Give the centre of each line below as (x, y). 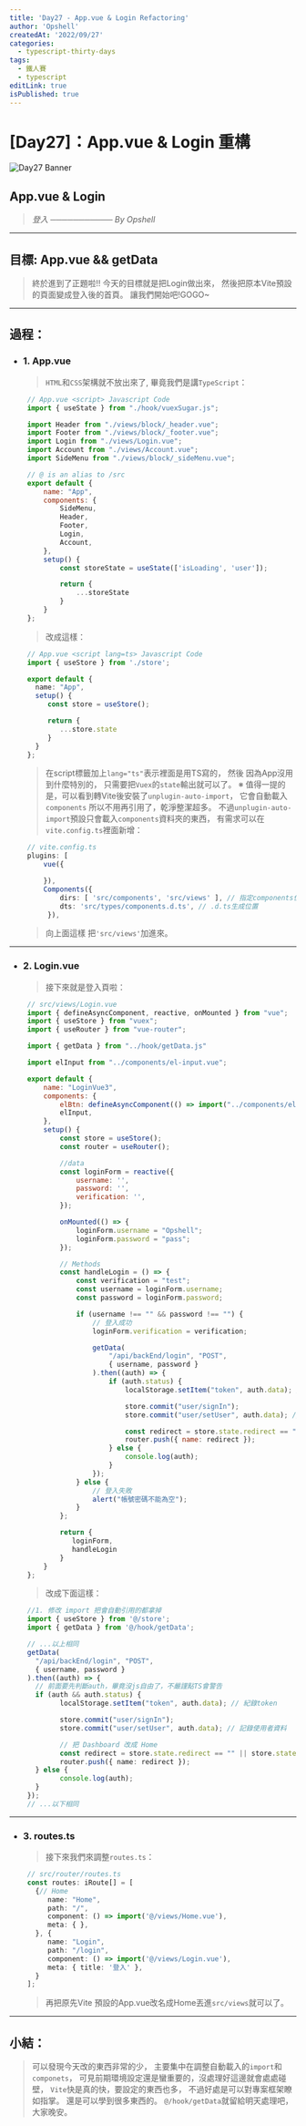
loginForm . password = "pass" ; (133, 1239)
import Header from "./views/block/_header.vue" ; (123, 425)
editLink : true (38, 86)
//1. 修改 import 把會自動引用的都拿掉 (94, 1611)
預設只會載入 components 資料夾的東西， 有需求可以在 (168, 819)
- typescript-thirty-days (67, 52)
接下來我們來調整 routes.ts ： (100, 1857)
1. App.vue (46, 361)
